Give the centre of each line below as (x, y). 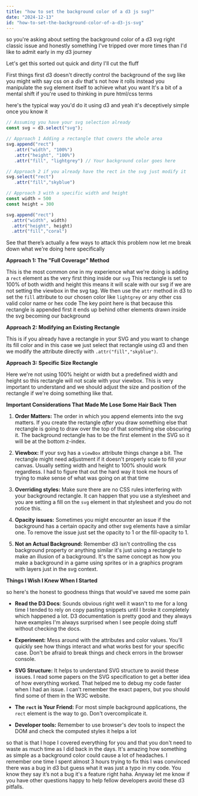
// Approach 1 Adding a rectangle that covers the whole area (84, 139)
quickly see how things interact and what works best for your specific (100, 647)
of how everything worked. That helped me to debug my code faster (98, 683)
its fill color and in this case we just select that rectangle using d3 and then (97, 345)
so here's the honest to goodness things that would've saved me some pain (98, 592)
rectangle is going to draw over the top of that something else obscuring (103, 429)
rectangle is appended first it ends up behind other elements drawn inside (96, 310)
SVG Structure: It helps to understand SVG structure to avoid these (97, 670)
